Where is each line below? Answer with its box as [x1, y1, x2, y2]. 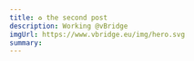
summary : [9, 38, 43, 48]
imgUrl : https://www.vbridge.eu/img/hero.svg [9, 30, 185, 39]
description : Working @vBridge [9, 22, 128, 30]
